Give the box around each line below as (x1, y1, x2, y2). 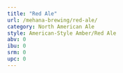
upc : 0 (7, 56, 26, 63)
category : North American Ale (7, 23, 95, 30)
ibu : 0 (7, 42, 26, 49)
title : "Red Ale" (7, 10, 58, 17)
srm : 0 (7, 49, 26, 56)
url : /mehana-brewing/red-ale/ (7, 17, 98, 24)
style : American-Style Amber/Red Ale (7, 29, 117, 37)
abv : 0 (7, 36, 26, 43)
